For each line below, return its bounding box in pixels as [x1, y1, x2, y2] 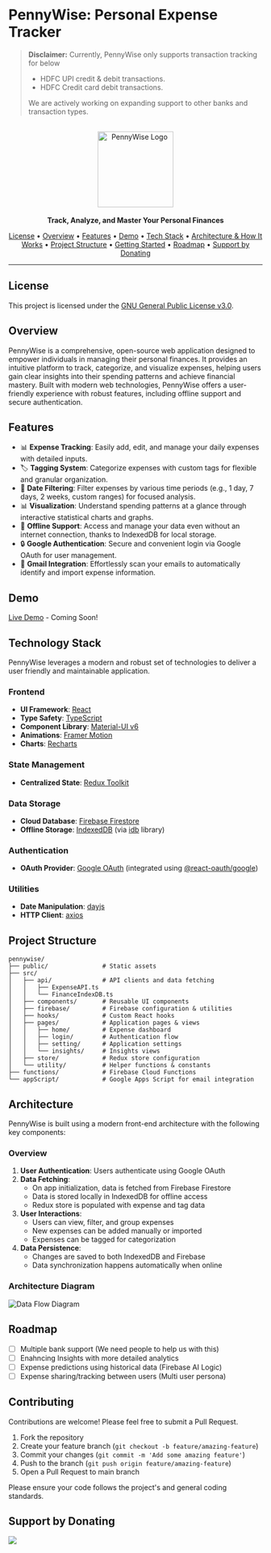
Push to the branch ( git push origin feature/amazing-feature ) [19, 1458, 231, 1468]
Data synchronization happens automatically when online [31, 1260, 223, 1270]
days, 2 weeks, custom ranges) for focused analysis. [19, 492, 196, 502]
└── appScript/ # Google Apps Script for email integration [8, 1075, 254, 1084]
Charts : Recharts [19, 739, 78, 749]
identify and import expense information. [19, 568, 156, 577]
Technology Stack [8, 636, 102, 650]
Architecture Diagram [8, 1281, 95, 1292]
